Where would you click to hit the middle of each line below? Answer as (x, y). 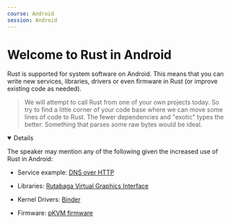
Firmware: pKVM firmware (55, 213)
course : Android (31, 14)
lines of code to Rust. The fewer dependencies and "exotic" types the (124, 117)
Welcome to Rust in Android (89, 55)
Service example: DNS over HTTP (66, 172)
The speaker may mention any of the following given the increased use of (113, 151)
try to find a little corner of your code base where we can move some (124, 110)
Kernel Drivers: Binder (49, 200)
